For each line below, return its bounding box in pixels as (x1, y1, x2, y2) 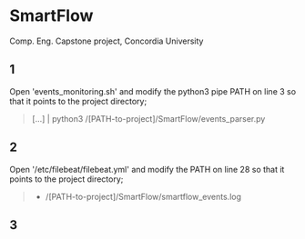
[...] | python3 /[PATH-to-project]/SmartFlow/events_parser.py (31, 113, 266, 124)
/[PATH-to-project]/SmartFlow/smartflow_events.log (45, 191, 241, 202)
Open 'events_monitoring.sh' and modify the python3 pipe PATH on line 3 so (9, 85, 297, 96)
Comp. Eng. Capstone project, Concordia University (9, 35, 204, 46)
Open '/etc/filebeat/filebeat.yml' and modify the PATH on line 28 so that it (9, 164, 285, 174)
